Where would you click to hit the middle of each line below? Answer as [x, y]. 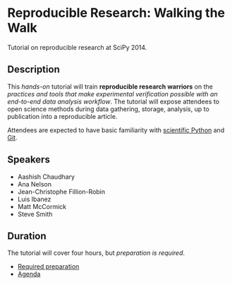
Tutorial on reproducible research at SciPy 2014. [77, 47]
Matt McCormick [42, 206]
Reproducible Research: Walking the [116, 13]
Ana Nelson [34, 184]
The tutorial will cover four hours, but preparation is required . [96, 253]
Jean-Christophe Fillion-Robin [61, 191]
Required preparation [48, 267]
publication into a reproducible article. [62, 116]
